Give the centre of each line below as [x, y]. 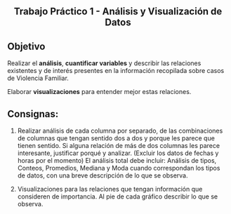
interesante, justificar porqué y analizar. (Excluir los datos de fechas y [118, 153]
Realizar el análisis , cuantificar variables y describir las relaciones [104, 63]
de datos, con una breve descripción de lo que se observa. [103, 175]
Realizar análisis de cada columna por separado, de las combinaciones [120, 131]
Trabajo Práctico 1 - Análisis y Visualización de [118, 12]
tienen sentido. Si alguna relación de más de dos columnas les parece [118, 146]
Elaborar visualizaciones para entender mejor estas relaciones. [99, 92]
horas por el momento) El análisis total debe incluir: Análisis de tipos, [117, 161]
